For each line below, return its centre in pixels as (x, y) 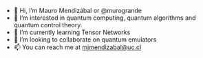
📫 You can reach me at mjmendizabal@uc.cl (77, 47)
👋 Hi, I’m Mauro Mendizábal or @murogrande (78, 11)
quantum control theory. (48, 25)
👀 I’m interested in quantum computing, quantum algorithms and (105, 18)
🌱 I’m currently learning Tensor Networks (72, 32)
